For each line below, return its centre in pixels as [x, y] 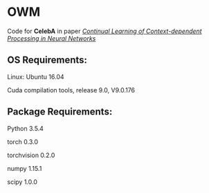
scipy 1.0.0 [22, 182]
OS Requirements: [47, 60]
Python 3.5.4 [25, 128]
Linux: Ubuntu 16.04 [36, 77]
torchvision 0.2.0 [31, 155]
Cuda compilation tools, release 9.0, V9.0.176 [71, 90]
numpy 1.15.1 [25, 168]
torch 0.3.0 [23, 141]
